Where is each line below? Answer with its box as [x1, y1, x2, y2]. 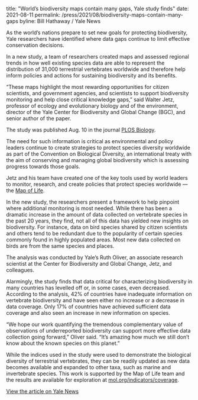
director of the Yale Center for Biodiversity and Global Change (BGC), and [6, 109, 186, 115]
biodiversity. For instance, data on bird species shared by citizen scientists [6, 224, 188, 230]
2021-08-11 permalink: [6, 11, 61, 18]
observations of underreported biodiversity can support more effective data [6, 327, 191, 334]
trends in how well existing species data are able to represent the [6, 59, 165, 66]
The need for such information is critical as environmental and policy [6, 138, 173, 144]
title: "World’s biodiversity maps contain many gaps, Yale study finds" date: [6, 5, 189, 12]
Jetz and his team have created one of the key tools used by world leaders [6, 175, 188, 181]
